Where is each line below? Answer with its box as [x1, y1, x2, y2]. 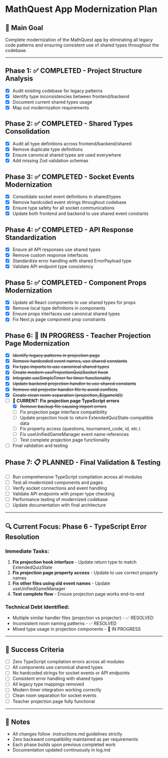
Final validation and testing [12, 442, 68, 449]
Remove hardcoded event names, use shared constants [12, 358, 127, 364]
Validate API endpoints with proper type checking [12, 491, 115, 497]
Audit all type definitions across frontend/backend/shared [12, 140, 131, 146]
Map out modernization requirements [12, 105, 89, 111]
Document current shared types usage [12, 99, 92, 105]
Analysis [5, 74, 33, 83]
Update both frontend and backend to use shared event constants [12, 210, 149, 216]
